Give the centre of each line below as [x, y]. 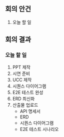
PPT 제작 [21, 67]
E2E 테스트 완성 [28, 92]
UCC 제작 [22, 80]
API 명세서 [30, 111]
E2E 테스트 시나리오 [39, 129]
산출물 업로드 [25, 105]
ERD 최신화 [23, 98]
